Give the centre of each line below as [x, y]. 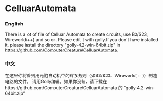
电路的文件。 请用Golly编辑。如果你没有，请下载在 [56, 81]
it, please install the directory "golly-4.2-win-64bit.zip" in [63, 45]
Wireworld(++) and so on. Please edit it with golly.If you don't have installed [81, 40]
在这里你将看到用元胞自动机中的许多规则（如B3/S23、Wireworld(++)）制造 [81, 75]
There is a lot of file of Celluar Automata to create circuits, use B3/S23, [77, 34]
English [14, 24]
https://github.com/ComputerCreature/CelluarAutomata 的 [64, 88]
